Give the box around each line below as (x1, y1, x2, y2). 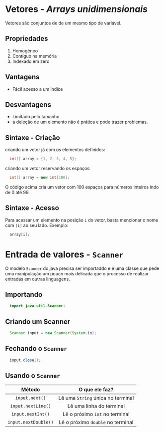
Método (21, 386, 40, 393)
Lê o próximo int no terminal (63, 411, 130, 418)
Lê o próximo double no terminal (59, 419, 134, 426)
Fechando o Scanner (5, 344, 68, 353)
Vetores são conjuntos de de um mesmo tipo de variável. (5, 20, 122, 26)
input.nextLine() (10, 403, 51, 409)
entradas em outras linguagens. (5, 276, 71, 282)
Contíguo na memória (12, 53, 57, 59)
